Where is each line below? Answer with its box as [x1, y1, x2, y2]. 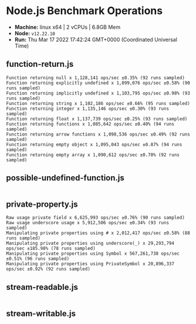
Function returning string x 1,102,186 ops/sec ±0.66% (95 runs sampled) [6, 100, 191, 106]
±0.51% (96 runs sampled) [6, 256, 69, 262]
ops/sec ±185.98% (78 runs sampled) [6, 245, 96, 252]
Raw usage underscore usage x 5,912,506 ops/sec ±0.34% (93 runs [6, 220, 169, 226]
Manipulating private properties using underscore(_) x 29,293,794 [6, 241, 175, 247]
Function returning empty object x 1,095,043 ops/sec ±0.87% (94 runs [6, 141, 183, 147]
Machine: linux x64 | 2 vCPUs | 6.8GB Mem [14, 23, 121, 31]
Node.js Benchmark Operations [6, 4, 163, 18]
